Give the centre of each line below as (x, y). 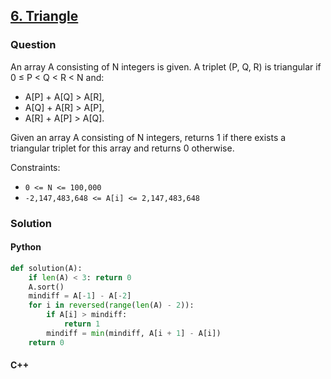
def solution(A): (46, 268)
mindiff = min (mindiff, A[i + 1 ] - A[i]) (134, 333)
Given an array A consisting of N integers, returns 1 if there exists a (148, 137)
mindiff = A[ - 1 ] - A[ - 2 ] (80, 296)
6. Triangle (44, 16)
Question (33, 45)
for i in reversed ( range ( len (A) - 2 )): (111, 305)
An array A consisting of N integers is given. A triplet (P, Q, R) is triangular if (166, 66)
